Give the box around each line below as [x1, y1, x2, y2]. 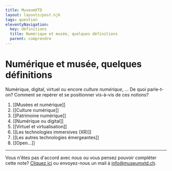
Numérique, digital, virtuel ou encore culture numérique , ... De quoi [5, 86, 146, 92]
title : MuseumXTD [5, 7, 42, 13]
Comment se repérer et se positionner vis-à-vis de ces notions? [14, 91, 149, 98]
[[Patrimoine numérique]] [12, 112, 67, 119]
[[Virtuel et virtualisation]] [12, 123, 67, 129]
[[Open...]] [12, 140, 35, 146]
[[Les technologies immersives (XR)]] [12, 129, 92, 135]
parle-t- [147, 86, 164, 92]
